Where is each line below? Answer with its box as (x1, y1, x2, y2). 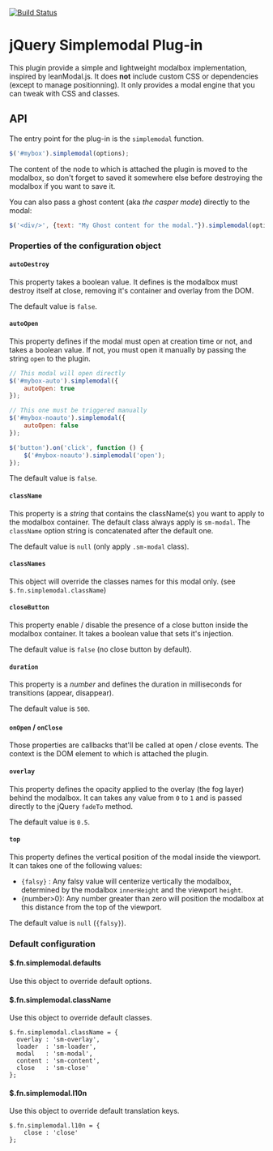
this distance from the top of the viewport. (20, 902, 162, 912)
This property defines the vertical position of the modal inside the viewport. (9, 852, 262, 862)
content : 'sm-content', (16, 1057, 100, 1065)
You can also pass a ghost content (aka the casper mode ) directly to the (9, 197, 250, 207)
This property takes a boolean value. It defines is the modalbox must (9, 276, 238, 287)
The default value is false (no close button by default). (9, 644, 192, 654)
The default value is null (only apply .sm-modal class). (9, 541, 190, 551)
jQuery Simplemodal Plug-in (9, 36, 203, 54)
